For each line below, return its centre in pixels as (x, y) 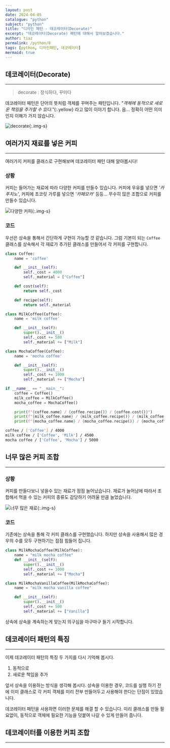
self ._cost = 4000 (43, 273)
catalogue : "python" (27, 19)
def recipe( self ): (34, 300)
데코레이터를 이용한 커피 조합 (48, 732)
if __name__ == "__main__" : (35, 389)
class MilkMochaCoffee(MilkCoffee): (44, 550)
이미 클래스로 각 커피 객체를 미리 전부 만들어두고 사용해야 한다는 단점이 (80, 692)
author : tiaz (19, 39)
